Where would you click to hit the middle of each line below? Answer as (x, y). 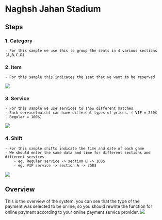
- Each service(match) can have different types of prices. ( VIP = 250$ (81, 113)
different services (25, 157)
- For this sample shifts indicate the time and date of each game (75, 148)
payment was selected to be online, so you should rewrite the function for (79, 206)
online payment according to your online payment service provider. (72, 212)
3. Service (17, 99)
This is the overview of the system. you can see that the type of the (72, 201)
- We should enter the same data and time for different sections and (78, 152)
